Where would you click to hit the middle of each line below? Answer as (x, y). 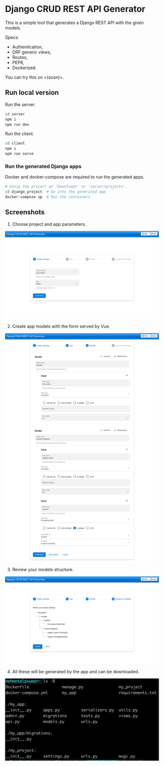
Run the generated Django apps (43, 166)
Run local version (32, 92)
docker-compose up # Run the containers (48, 197)
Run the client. (20, 134)
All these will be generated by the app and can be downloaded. (76, 672)
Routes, (20, 57)
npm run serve (20, 154)
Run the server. (20, 105)
